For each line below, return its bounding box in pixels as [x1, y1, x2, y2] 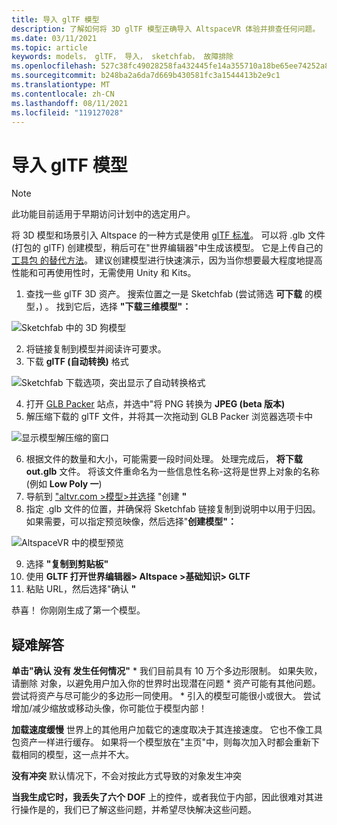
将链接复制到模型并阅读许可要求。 [25, 343, 167, 355]
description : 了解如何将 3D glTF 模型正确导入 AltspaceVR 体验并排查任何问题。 [11, 24, 321, 34]
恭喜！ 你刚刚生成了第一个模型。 [11, 604, 146, 616]
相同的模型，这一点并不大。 [19, 749, 134, 761]
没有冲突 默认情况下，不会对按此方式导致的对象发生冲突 [11, 770, 242, 782]
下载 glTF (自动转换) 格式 [25, 356, 129, 368]
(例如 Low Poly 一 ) [25, 478, 103, 490]
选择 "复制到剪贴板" [25, 558, 109, 570]
